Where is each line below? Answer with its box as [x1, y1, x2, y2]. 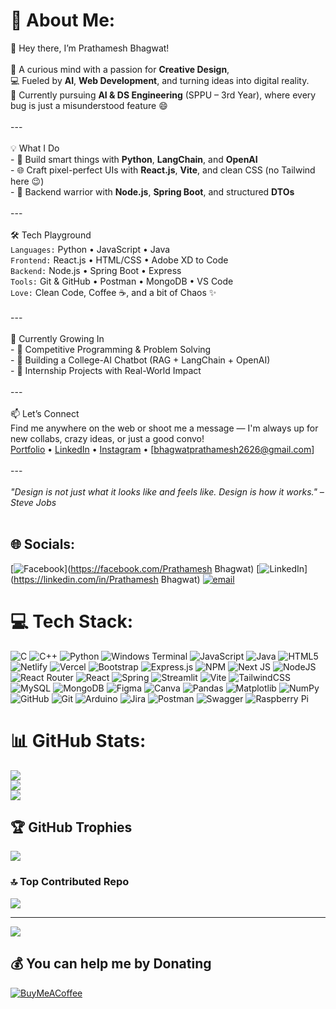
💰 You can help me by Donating [10, 955, 212, 973]
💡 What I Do [10, 142, 60, 154]
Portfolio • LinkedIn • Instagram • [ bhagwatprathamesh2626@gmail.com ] [10, 443, 315, 455]
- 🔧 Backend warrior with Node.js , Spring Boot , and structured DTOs [10, 185, 295, 198]
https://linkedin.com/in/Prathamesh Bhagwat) [13, 573, 201, 585]
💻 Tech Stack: [10, 610, 134, 633]
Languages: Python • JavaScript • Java [10, 243, 171, 255]
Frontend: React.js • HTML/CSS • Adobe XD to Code [10, 254, 229, 266]
